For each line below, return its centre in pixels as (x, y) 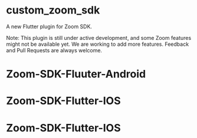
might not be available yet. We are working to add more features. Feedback (98, 44)
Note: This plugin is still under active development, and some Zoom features (99, 38)
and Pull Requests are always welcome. (54, 50)
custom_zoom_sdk (53, 10)
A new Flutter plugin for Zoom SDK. (49, 26)
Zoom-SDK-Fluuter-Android (76, 74)
